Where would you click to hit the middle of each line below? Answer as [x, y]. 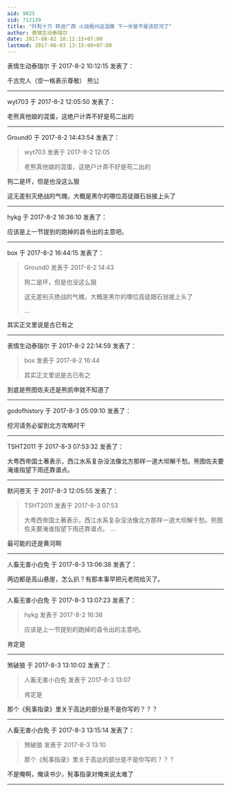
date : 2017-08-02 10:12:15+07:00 [55, 39]
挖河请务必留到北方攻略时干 [46, 425]
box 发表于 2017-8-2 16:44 [62, 360]
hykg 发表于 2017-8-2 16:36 [63, 615]
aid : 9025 [21, 13]
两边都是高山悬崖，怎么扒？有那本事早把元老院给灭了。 [85, 579]
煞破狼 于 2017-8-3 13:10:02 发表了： [59, 665]
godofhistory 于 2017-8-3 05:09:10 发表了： [69, 411]
